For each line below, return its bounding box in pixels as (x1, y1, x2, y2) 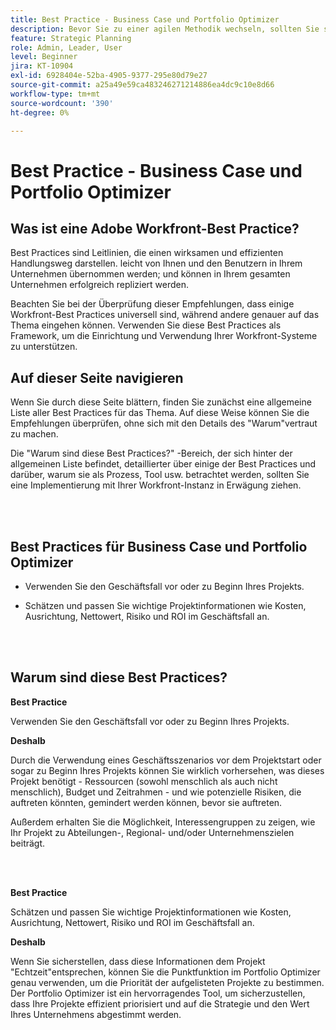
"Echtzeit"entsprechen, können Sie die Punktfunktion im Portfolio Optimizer (10, 966, 321, 978)
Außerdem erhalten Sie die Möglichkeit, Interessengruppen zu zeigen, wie (10, 816, 316, 828)
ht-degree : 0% (10, 107, 70, 118)
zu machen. (10, 428, 59, 440)
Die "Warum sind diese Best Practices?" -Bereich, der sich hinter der (10, 447, 293, 460)
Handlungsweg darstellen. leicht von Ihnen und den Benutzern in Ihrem (10, 257, 303, 270)
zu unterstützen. (10, 341, 78, 353)
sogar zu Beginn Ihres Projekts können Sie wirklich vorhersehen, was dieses (10, 764, 325, 776)
